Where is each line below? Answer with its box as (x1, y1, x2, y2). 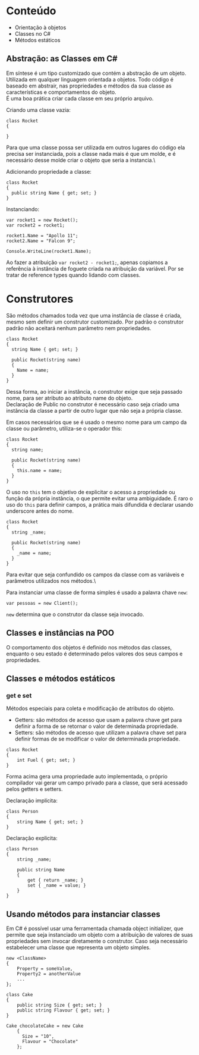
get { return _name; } (27, 877, 84, 884)
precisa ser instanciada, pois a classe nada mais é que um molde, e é (6, 150, 176, 157)
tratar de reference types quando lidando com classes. (6, 271, 141, 278)
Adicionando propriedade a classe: (6, 168, 92, 175)
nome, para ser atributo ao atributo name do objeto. (6, 394, 133, 401)
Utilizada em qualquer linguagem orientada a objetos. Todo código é (6, 76, 174, 83)
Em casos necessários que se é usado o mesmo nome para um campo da (6, 418, 187, 426)
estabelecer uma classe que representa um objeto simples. (6, 944, 151, 951)
